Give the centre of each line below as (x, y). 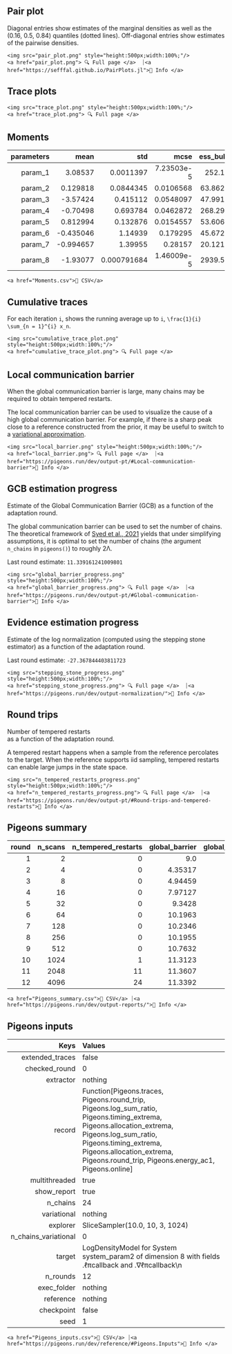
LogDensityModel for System (130, 1248)
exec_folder (57, 1288)
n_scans (51, 847)
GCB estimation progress (62, 489)
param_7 (35, 244)
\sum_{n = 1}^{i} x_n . (39, 326)
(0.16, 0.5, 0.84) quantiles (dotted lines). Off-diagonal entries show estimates (116, 35)
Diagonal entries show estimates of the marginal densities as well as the (109, 28)
